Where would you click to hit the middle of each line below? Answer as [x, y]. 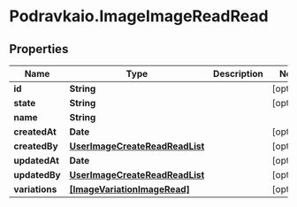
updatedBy [37, 175]
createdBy [36, 146]
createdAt [35, 132]
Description [238, 74]
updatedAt [37, 161]
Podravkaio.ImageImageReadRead [139, 16]
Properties [39, 49]
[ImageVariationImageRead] [129, 189]
